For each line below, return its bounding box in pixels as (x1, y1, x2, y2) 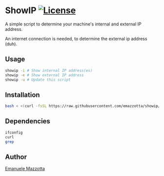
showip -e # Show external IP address (5, 72, 84, 78)
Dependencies (5, 117, 50, 126)
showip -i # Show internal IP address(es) (5, 68, 93, 73)
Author (5, 153, 27, 161)
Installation (5, 90, 40, 99)
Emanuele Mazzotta (5, 166, 45, 172)
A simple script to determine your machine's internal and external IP (5, 21, 142, 27)
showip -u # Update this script (5, 77, 71, 82)
